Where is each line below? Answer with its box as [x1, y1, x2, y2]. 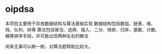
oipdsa [5, 3, 34, 15]
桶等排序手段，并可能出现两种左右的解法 [5, 33, 88, 39]
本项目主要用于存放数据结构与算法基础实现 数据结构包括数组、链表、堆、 [5, 20, 155, 26]
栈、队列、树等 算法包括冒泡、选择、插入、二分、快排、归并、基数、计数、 [5, 26, 160, 33]
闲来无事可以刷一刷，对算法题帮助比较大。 [5, 43, 93, 49]
